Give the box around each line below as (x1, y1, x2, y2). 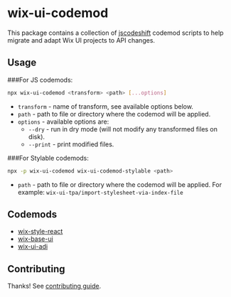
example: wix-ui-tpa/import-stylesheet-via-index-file (17, 188, 183, 196)
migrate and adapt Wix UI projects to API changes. (7, 36, 155, 44)
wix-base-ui (17, 234, 53, 243)
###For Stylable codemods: (7, 153, 89, 162)
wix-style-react (17, 227, 63, 236)
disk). (28, 132, 45, 141)
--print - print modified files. (28, 140, 114, 148)
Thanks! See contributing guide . (7, 282, 102, 291)
